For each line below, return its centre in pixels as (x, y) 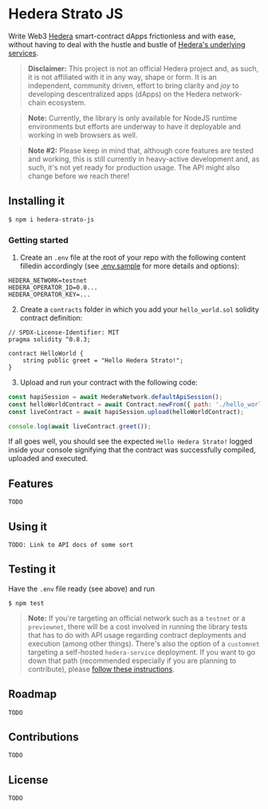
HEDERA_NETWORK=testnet (48, 281)
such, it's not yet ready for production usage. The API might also (134, 167)
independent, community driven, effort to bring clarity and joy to (133, 86)
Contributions (43, 737)
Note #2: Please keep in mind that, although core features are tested (140, 150)
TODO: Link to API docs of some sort (71, 545)
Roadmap (33, 694)
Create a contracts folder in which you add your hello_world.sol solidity (139, 309)
